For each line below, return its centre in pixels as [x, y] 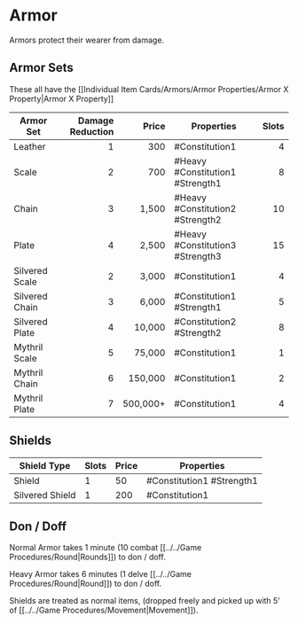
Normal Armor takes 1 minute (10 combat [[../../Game [106, 548]
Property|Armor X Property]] [62, 98]
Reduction [92, 131]
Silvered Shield [45, 495]
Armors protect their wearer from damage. [87, 40]
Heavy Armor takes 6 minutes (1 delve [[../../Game [101, 574]
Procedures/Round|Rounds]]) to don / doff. [87, 557]
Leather [30, 146]
